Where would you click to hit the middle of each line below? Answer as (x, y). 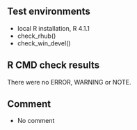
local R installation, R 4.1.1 (54, 28)
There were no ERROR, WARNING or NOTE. (69, 82)
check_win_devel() (44, 43)
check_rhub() (37, 36)
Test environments (49, 12)
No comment (36, 121)
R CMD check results (54, 65)
